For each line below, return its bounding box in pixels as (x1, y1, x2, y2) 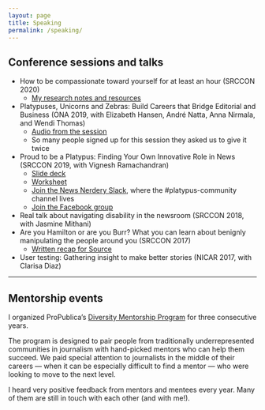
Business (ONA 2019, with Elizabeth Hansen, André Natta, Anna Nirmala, (19, 110, 256, 119)
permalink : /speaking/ (8, 26, 83, 34)
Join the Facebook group (31, 202, 114, 212)
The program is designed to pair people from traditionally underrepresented (8, 337, 255, 345)
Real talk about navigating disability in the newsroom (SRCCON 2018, (19, 211, 244, 220)
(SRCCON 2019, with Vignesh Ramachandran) (19, 160, 170, 170)
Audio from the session (31, 127, 107, 137)
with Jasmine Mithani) (19, 219, 92, 229)
